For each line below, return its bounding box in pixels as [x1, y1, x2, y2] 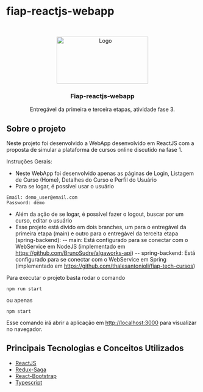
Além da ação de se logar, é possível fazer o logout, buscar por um [15, 210, 184, 218]
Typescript [15, 379, 43, 386]
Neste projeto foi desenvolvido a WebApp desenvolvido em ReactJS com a [6, 140, 194, 147]
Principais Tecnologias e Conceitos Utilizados [6, 343, 184, 354]
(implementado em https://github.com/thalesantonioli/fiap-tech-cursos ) [15, 262, 196, 269]
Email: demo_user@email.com [6, 194, 78, 201]
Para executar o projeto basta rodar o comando [6, 274, 126, 282]
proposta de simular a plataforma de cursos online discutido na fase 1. [6, 146, 183, 154]
